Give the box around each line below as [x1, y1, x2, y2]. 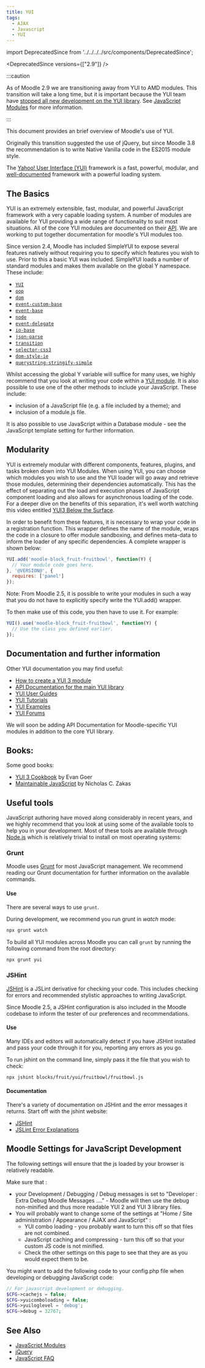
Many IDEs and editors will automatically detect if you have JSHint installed [6, 1037, 196, 1045]
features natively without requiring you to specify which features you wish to [6, 249, 200, 256]
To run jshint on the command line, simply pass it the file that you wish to [6, 1056, 190, 1063]
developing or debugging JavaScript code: [6, 1274, 114, 1281]
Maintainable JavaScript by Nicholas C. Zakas [15, 780, 132, 787]
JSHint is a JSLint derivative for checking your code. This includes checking [6, 984, 199, 992]
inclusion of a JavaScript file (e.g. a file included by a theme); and [15, 402, 181, 409]
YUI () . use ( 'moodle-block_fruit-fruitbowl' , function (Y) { [6, 620, 157, 627]
